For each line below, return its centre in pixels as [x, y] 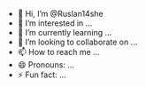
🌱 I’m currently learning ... [65, 32]
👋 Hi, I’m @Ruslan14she [60, 14]
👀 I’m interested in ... [55, 23]
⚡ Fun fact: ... [42, 75]
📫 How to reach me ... [58, 52]
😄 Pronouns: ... [46, 65]
